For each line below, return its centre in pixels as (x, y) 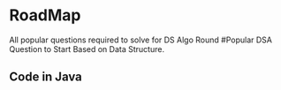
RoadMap (45, 15)
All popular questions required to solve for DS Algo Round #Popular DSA (140, 40)
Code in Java (46, 77)
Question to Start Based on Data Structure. (87, 49)
